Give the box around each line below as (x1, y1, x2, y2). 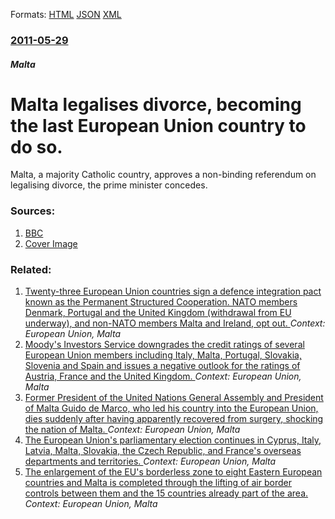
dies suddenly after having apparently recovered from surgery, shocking (24, 413, 324, 425)
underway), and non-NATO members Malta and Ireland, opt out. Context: (24, 317, 326, 329)
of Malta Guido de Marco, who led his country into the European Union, (24, 402, 319, 414)
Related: (10, 262, 52, 276)
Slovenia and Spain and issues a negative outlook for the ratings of (24, 360, 301, 372)
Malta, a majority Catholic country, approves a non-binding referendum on (10, 169, 317, 181)
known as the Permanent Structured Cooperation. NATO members (24, 296, 298, 308)
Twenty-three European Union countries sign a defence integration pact (24, 285, 322, 298)
